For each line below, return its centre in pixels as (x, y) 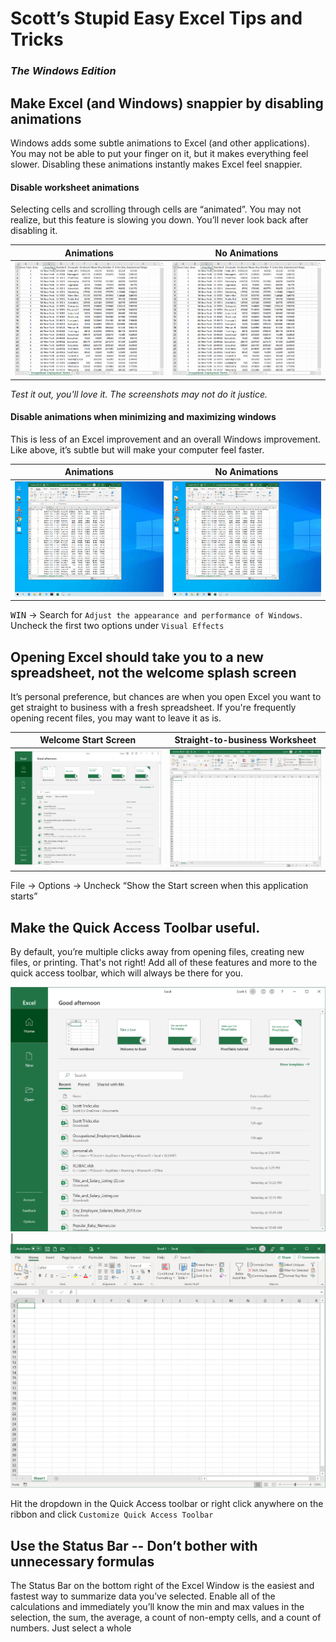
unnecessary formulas (82, 1561)
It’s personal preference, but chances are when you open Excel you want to (166, 696)
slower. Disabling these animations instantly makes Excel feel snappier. (156, 164)
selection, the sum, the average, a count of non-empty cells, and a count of (166, 1618)
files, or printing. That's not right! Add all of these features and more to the (164, 962)
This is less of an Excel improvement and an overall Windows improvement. (166, 439)
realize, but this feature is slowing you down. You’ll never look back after (159, 220)
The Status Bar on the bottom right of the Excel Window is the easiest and (162, 1586)
